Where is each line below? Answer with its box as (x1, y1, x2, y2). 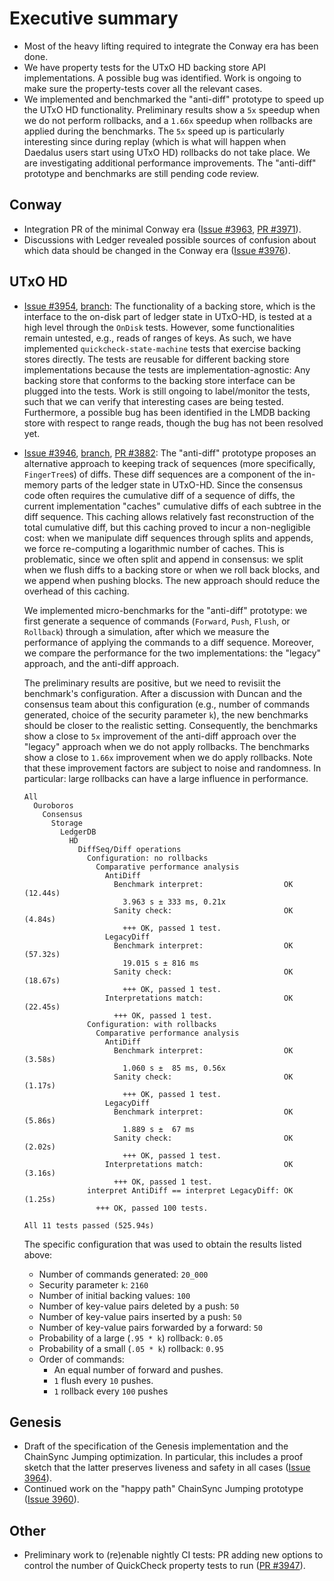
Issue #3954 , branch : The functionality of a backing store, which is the (23, 300, 316, 312)
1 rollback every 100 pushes (53, 1385, 169, 1397)
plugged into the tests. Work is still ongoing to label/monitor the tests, (23, 385, 311, 397)
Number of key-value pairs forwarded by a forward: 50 (38, 1321, 263, 1333)
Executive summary (9, 7, 179, 30)
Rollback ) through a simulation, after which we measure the (23, 625, 270, 637)
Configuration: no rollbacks (87, 853, 209, 863)
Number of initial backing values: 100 (38, 1289, 191, 1301)
